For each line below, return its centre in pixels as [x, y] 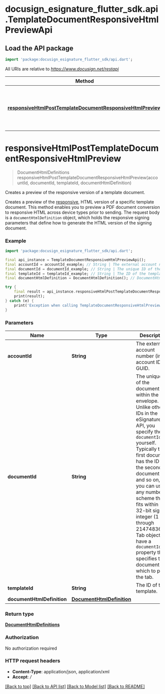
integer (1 [147, 517]
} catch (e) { [20, 301]
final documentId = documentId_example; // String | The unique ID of [79, 269]
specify [144, 431]
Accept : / [22, 677]
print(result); [29, 297]
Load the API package [39, 48]
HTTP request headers [33, 661]
